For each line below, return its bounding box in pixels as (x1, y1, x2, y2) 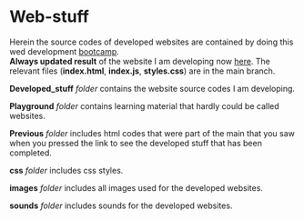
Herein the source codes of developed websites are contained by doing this (9, 36, 294, 47)
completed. (9, 147, 52, 158)
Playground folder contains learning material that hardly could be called (9, 100, 279, 111)
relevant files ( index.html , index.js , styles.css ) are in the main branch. (9, 65, 276, 76)
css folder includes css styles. (9, 165, 124, 175)
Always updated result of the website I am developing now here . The (9, 55, 271, 66)
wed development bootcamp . (9, 45, 120, 56)
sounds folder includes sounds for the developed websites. (9, 200, 233, 211)
